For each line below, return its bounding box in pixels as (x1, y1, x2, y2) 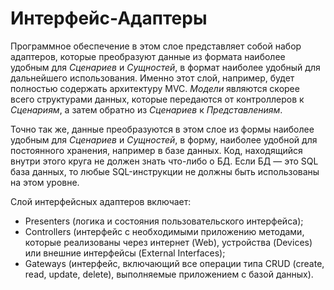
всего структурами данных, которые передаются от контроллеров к (10, 93, 305, 105)
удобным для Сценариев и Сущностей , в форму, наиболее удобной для (10, 133, 318, 146)
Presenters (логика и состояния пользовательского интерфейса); (24, 215, 304, 227)
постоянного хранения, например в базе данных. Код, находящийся (10, 144, 303, 156)
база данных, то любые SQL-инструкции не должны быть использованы (10, 165, 320, 177)
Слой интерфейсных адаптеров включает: (10, 195, 192, 207)
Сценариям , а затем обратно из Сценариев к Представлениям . (10, 103, 283, 116)
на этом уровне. (10, 176, 80, 188)
